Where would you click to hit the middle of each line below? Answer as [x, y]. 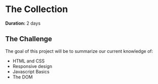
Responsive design [32, 66]
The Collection [37, 9]
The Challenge [29, 39]
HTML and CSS [29, 61]
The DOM [22, 77]
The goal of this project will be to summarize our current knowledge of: [79, 51]
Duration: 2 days [23, 23]
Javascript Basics [31, 71]
